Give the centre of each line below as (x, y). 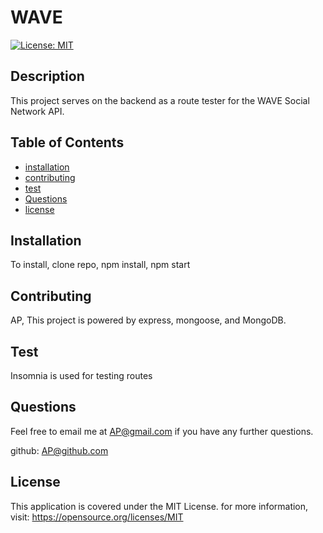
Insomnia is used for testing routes (81, 375)
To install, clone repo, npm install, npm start (100, 265)
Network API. (37, 111)
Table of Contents (67, 142)
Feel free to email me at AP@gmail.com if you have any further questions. (162, 431)
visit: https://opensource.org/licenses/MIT (97, 517)
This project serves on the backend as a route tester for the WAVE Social (160, 100)
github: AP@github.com (59, 450)
